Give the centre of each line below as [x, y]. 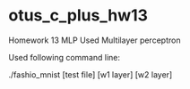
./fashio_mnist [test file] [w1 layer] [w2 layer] [91, 74]
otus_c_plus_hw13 [78, 16]
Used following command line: [65, 57]
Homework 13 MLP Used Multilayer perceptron [95, 40]
